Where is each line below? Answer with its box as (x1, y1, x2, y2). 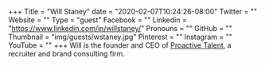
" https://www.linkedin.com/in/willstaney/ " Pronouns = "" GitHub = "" (8, 24, 232, 33)
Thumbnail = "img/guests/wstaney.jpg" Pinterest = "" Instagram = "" (8, 32, 232, 41)
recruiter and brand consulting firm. (8, 49, 126, 58)
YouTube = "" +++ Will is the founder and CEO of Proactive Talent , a (8, 41, 232, 50)
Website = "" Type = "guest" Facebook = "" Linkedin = (8, 15, 187, 25)
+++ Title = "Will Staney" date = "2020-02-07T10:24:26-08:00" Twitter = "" (8, 7, 257, 16)
